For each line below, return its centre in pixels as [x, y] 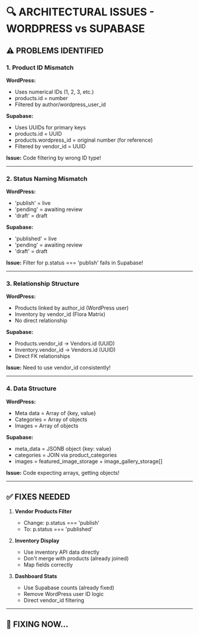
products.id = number [41, 98]
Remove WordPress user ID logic [64, 593]
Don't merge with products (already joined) [76, 558]
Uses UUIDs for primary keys [50, 127]
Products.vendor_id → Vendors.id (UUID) [65, 344]
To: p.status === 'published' [58, 529]
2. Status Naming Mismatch [47, 178]
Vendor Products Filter [43, 511]
